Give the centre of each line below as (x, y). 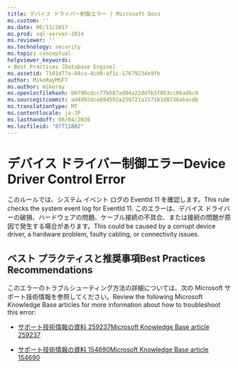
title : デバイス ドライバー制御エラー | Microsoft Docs (84, 14)
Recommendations (50, 270)
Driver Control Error (66, 179)
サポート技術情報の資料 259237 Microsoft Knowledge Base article (113, 327)
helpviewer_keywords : (39, 60)
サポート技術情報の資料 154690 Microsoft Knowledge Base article (113, 350)
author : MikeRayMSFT (38, 80)
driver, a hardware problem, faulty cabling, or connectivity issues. (104, 234)
